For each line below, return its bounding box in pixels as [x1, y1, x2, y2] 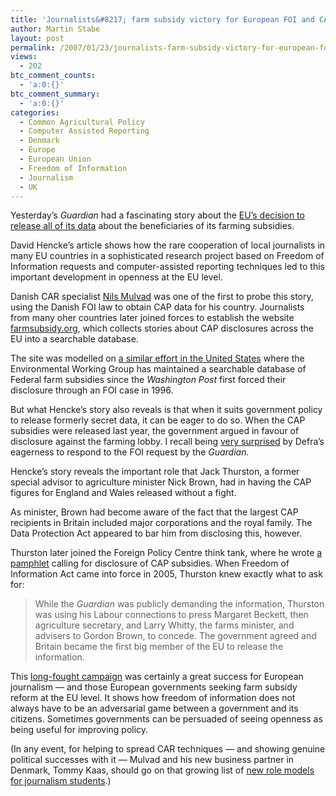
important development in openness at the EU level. [10, 271, 223, 283]
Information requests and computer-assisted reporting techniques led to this [10, 261, 325, 273]
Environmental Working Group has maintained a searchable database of [10, 363, 307, 375]
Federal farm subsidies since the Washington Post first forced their [10, 374, 287, 386]
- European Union [19, 154, 92, 164]
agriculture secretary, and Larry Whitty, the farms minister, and [34, 619, 295, 631]
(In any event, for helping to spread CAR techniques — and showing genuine [10, 743, 326, 755]
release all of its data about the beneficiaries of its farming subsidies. [10, 220, 295, 232]
